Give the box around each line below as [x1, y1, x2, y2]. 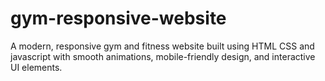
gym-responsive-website [10, 7, 227, 30]
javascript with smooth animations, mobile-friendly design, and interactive [10, 50, 316, 62]
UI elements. [10, 61, 63, 73]
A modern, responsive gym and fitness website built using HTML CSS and [10, 40, 315, 52]
